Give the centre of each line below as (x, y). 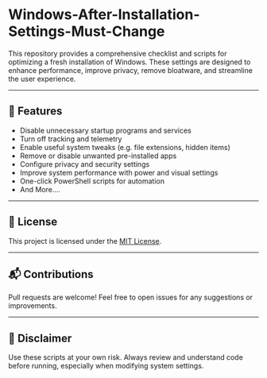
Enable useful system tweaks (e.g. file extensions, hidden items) (125, 147)
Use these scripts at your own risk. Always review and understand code (126, 357)
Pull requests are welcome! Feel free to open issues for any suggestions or (130, 297)
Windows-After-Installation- (104, 15)
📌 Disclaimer (40, 338)
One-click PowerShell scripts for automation (92, 181)
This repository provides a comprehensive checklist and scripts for (118, 53)
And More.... (40, 189)
